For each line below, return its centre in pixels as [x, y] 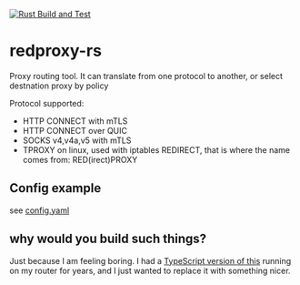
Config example [55, 188]
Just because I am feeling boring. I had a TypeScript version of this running [150, 260]
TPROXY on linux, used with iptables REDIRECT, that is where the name [156, 149]
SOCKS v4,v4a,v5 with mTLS [77, 140]
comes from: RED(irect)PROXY [80, 159]
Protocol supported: [47, 103]
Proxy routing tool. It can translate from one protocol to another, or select [146, 76]
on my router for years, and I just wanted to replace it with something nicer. [150, 270]
